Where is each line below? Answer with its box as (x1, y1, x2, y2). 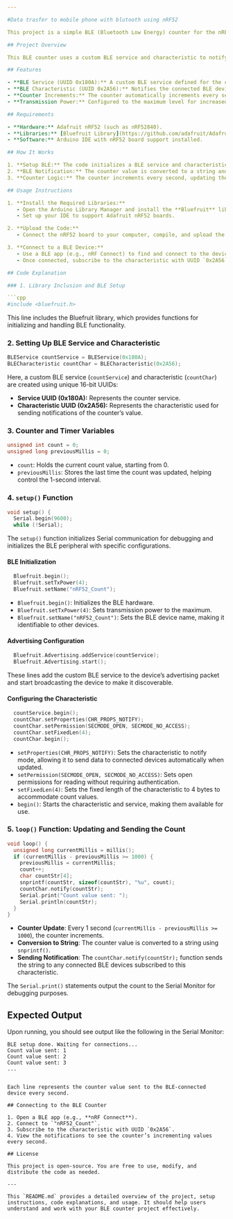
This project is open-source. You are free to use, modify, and (7, 1163, 197, 1170)
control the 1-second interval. (17, 475, 102, 484)
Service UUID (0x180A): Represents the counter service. (17, 394, 181, 402)
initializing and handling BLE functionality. (7, 321, 126, 329)
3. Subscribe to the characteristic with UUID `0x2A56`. (7, 1127, 175, 1134)
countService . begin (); (13, 710, 79, 717)
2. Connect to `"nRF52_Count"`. (7, 1120, 101, 1127)
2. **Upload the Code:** (7, 225, 79, 232)
